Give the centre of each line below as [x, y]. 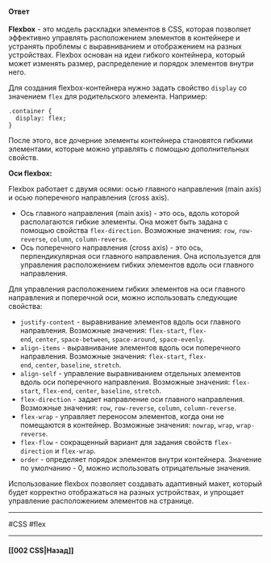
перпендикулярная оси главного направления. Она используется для [140, 256]
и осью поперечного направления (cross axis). [89, 197]
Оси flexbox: [30, 173]
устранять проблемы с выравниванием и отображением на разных [125, 47]
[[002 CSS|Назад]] [41, 550]
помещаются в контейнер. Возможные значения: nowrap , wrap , [127, 425]
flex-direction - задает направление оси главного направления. [132, 400]
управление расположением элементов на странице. [101, 501]
